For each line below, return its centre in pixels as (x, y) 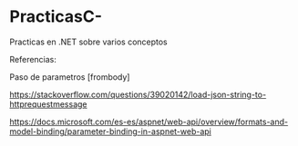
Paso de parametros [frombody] (70, 77)
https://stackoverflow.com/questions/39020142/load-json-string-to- (138, 94)
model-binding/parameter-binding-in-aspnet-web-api (111, 131)
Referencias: (33, 59)
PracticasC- (56, 17)
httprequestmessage (49, 104)
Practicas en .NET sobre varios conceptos (89, 42)
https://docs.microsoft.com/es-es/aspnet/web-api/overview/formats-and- (149, 122)
